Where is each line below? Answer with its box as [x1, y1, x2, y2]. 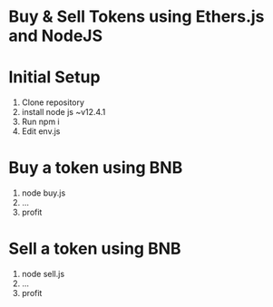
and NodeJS [8, 25, 103, 46]
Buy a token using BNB [8, 158, 183, 178]
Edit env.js [21, 126, 61, 137]
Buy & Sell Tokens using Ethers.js [8, 6, 265, 27]
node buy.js [21, 187, 66, 198]
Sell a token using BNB [8, 238, 182, 259]
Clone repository [21, 97, 85, 108]
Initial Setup [8, 67, 101, 88]
